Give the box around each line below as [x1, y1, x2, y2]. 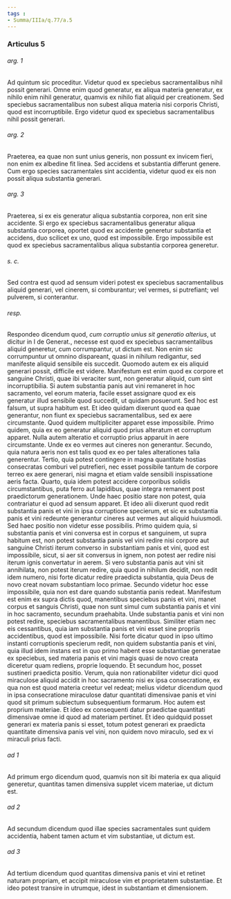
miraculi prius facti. [7, 735, 62, 743]
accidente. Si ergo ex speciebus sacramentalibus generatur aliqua [7, 219, 196, 227]
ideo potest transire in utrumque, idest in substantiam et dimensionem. [7, 884, 209, 892]
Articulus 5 [7, 39, 46, 49]
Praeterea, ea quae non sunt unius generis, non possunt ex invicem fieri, [7, 152, 214, 160]
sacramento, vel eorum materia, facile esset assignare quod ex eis [7, 389, 196, 398]
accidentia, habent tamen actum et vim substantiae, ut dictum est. [7, 832, 196, 840]
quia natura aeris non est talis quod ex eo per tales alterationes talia [7, 448, 201, 456]
